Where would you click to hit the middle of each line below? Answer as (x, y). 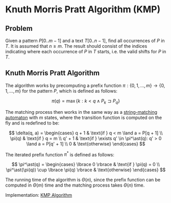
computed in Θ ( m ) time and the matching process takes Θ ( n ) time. (75, 185)
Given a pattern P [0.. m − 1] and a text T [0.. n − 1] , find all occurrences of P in (85, 40)
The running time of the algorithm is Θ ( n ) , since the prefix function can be (83, 180)
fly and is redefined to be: (32, 123)
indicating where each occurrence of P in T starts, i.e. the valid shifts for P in (86, 52)
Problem (19, 28)
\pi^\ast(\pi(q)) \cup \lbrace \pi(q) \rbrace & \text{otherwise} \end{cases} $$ (86, 170)
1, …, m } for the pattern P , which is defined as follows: (61, 91)
